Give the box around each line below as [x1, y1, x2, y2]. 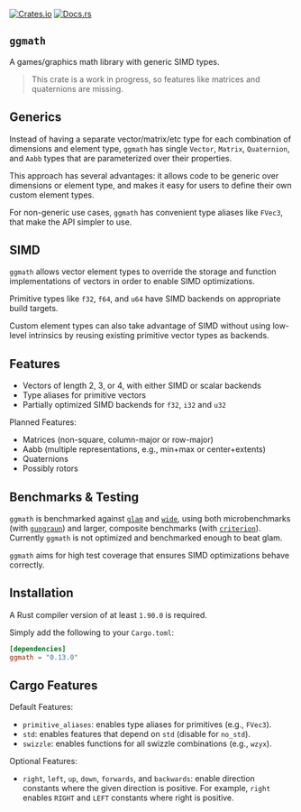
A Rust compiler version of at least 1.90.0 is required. [9, 609, 207, 620]
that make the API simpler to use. [9, 217, 132, 227]
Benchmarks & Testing [9, 489, 140, 504]
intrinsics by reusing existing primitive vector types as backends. [28, 330, 269, 341]
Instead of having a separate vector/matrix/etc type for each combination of [9, 134, 291, 144]
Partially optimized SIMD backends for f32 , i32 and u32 [22, 400, 227, 411]
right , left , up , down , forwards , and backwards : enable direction [22, 773, 255, 784]
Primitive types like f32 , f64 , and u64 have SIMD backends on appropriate [9, 293, 281, 304]
